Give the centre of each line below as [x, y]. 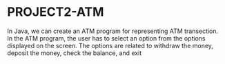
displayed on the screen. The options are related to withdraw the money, [110, 45]
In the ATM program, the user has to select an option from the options [106, 38]
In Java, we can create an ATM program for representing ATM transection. [113, 31]
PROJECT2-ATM [56, 12]
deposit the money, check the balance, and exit [75, 53]
